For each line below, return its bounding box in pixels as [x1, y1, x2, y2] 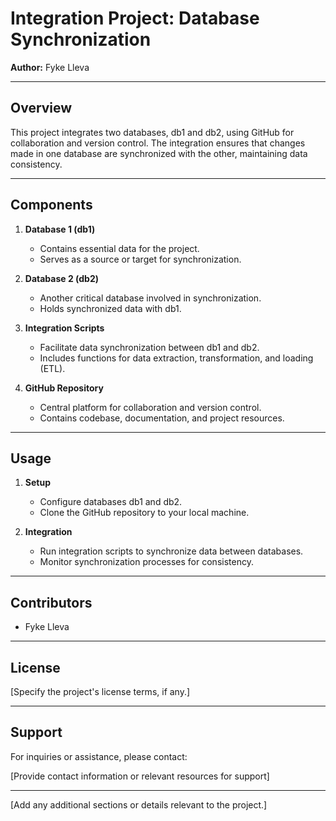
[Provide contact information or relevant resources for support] [10, 770, 270, 782]
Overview [10, 100, 73, 117]
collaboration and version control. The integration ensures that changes [10, 137, 306, 149]
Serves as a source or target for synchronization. [39, 253, 242, 265]
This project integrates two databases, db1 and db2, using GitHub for [10, 126, 295, 138]
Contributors [10, 594, 93, 611]
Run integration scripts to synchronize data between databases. [39, 545, 304, 557]
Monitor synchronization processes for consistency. [39, 556, 254, 568]
